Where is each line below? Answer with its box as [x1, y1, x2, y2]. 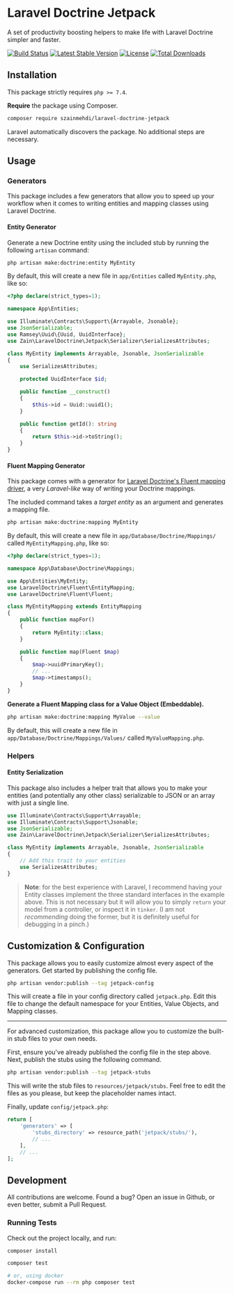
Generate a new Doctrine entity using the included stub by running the [7, 238, 209, 247]
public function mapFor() [19, 616, 95, 623]
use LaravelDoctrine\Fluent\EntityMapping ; [7, 584, 136, 591]
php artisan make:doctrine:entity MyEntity [7, 259, 136, 266]
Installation [7, 69, 57, 81]
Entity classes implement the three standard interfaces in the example [24, 890, 225, 898]
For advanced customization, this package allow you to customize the [7, 1027, 208, 1035]
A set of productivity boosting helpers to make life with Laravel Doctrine [7, 28, 214, 36]
